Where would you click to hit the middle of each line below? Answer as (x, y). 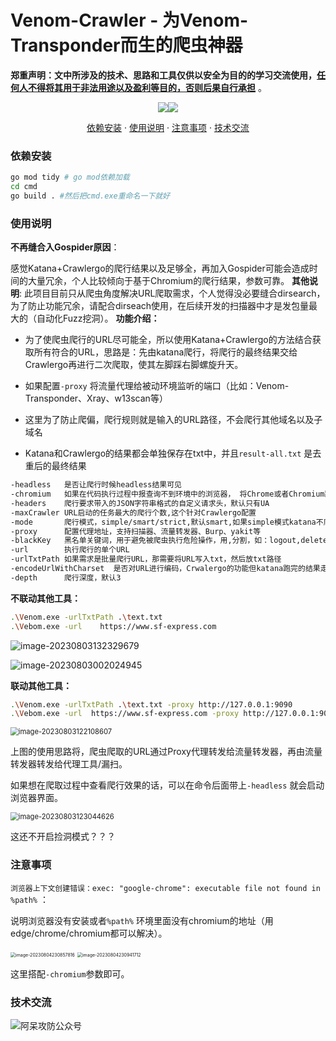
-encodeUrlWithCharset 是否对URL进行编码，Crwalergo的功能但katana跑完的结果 (165, 569)
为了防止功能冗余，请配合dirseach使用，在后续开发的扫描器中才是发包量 (160, 306)
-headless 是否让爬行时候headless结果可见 (96, 485)
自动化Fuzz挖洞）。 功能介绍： (98, 318)
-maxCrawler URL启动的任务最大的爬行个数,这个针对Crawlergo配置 (133, 512)
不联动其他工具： (45, 598)
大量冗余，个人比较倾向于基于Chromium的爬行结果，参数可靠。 (158, 281)
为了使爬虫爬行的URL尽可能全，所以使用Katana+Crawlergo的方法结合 (168, 340)
